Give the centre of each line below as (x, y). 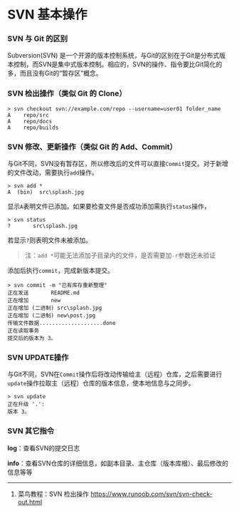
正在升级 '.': (26, 404)
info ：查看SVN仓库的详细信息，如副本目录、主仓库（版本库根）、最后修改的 (118, 463)
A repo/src (28, 115)
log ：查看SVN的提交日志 (44, 448)
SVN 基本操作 (47, 15)
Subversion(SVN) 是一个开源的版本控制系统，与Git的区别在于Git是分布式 (113, 56)
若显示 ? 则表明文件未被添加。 (50, 240)
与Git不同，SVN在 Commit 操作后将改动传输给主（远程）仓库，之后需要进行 (115, 374)
